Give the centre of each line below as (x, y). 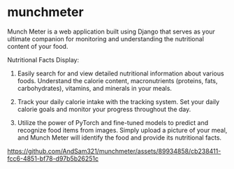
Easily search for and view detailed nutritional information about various (121, 73)
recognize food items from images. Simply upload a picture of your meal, (122, 130)
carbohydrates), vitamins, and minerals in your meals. (95, 88)
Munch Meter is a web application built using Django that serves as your (111, 31)
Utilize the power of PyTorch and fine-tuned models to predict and (113, 122)
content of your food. (38, 46)
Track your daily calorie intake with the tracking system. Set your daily (118, 101)
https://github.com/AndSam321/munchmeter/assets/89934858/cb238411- (114, 151)
